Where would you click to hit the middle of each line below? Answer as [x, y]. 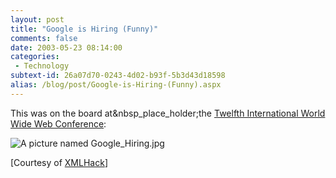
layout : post [37, 19]
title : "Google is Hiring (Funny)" [84, 29]
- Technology [42, 66]
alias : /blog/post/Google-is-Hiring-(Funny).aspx [116, 85]
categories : [35, 57]
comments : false [44, 38]
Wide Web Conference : [58, 123]
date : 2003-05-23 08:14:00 [66, 47]
